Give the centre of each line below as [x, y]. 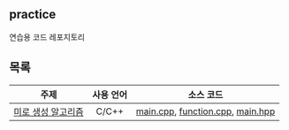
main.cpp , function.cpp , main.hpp [205, 111]
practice [33, 15]
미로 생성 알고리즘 [49, 111]
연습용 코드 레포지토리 [47, 37]
